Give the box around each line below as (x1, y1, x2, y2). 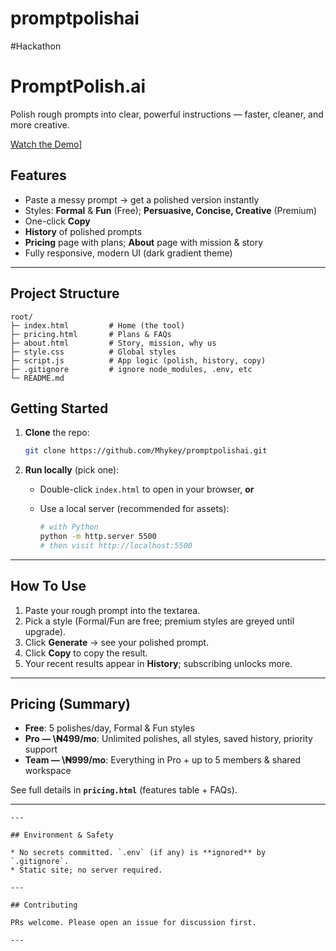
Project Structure (10, 285, 120, 302)
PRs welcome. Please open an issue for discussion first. (10, 918, 257, 928)
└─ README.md (10, 373, 65, 383)
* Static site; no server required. (10, 865, 163, 876)
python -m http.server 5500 (39, 532, 157, 542)
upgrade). (24, 625, 67, 637)
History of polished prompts (24, 225, 143, 237)
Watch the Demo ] (10, 138, 83, 150)
